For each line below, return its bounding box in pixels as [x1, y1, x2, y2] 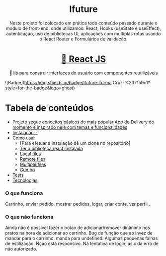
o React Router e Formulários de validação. [39, 36, 128, 42]
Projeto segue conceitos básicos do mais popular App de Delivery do [12, 119, 154, 125]
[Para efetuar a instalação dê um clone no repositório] [19, 140, 131, 146]
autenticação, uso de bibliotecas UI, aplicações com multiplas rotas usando [6, 30, 161, 36]
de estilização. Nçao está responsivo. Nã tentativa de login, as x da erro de [5, 241, 159, 247]
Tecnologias [12, 177, 38, 183]
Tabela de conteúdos [5, 102, 94, 114]
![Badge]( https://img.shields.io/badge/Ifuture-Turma [5, 79, 112, 85]
